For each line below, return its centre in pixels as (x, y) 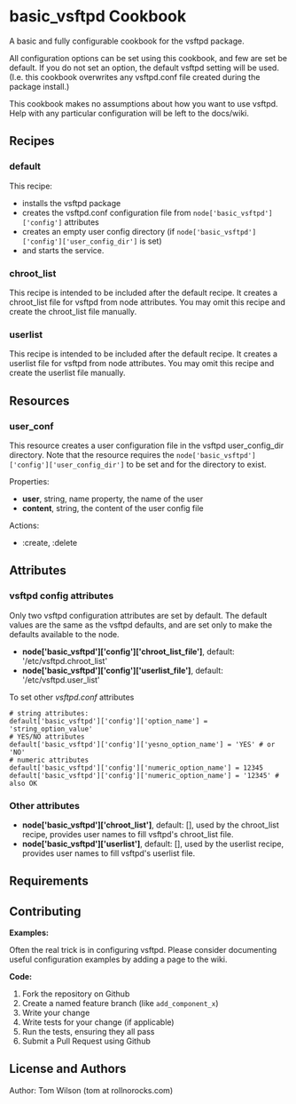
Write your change (56, 1013)
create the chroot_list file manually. (73, 311)
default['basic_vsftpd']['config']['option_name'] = (109, 721)
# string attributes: (49, 713)
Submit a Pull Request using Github (86, 1041)
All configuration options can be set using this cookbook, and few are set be (148, 58)
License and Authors (68, 1069)
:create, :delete (50, 542)
